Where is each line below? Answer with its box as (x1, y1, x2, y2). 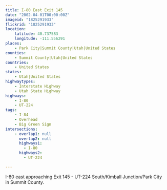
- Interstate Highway (14, 83, 60, 89)
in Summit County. (5, 179, 45, 185)
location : (5, 27, 27, 32)
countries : (5, 60, 29, 65)
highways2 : (18, 151, 43, 156)
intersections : (5, 126, 38, 132)
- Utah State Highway (14, 88, 60, 94)
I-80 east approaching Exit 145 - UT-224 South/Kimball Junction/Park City (5, 174, 162, 180)
